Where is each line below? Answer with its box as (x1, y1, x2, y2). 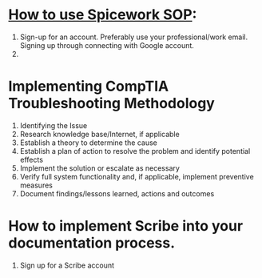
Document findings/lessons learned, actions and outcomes (19, 188, 215, 198)
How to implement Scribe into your (8, 217, 244, 236)
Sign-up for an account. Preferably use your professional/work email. (19, 32, 248, 42)
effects (19, 155, 44, 164)
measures (19, 180, 54, 190)
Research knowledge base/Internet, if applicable (19, 129, 180, 139)
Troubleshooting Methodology (8, 95, 216, 113)
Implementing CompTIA (8, 78, 169, 95)
